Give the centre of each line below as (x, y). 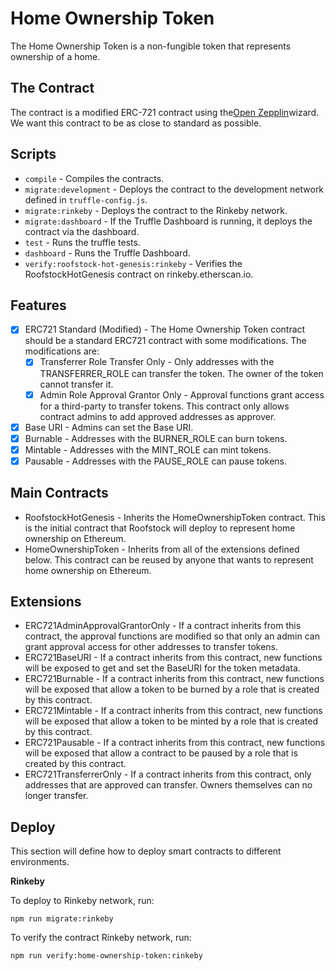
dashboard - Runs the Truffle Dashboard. (107, 253)
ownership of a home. (55, 56)
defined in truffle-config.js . (86, 199)
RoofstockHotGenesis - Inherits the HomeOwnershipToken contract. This (175, 517)
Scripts (33, 154)
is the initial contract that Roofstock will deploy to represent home (160, 528)
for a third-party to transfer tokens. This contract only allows (164, 406)
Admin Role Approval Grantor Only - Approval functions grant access (182, 394)
